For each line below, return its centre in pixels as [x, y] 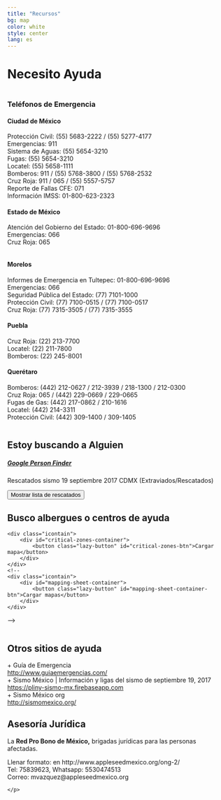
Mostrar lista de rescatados [46, 495]
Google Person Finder [40, 463]
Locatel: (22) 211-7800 [40, 348]
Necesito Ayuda [55, 74]
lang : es [20, 40]
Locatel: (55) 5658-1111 [40, 166]
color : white [26, 27]
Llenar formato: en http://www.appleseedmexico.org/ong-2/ [94, 762]
